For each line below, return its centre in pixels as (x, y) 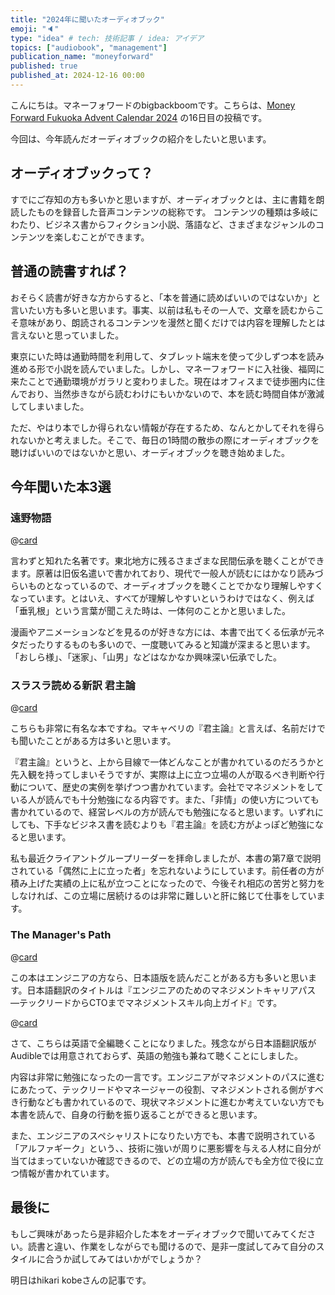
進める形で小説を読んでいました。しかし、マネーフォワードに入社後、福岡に (167, 368)
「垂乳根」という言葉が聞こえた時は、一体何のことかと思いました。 (150, 611)
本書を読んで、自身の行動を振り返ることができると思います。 (136, 1114)
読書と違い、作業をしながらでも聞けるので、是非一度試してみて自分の (172, 1246)
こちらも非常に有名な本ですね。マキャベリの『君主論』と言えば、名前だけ (163, 728)
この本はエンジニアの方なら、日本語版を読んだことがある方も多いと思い (159, 977)
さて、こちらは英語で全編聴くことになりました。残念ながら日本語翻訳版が (163, 1043)
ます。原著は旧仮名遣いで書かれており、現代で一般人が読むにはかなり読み (162, 573)
